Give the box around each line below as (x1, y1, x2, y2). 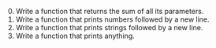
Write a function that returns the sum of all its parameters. (15, 7, 204, 15)
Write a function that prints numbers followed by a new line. (15, 15, 210, 24)
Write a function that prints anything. (15, 31, 136, 40)
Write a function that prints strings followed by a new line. (15, 23, 203, 32)
